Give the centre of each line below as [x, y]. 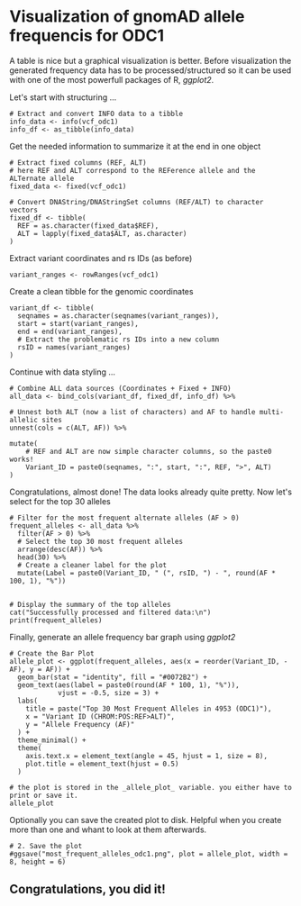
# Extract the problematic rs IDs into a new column [119, 340]
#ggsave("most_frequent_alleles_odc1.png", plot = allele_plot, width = [149, 854]
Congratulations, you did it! [88, 889]
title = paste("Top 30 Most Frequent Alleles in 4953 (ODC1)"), [149, 709]
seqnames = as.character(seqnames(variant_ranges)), [119, 316]
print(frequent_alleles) [56, 620]
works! [22, 459]
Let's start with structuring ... [63, 97]
